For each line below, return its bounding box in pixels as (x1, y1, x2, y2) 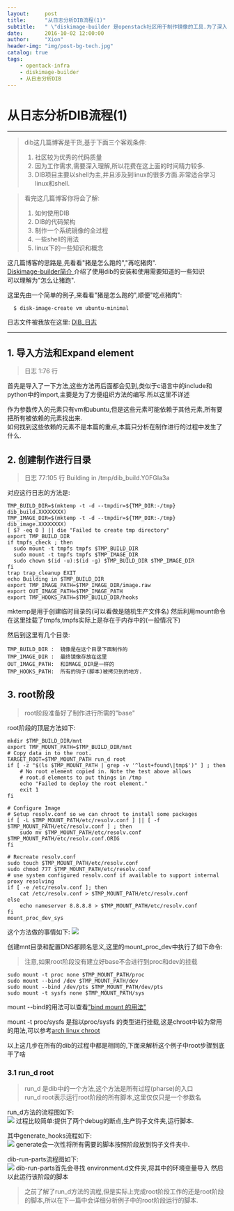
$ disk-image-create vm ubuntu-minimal (13, 305, 130, 312)
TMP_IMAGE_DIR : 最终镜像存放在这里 (7, 653, 107, 660)
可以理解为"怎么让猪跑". (7, 276, 75, 285)
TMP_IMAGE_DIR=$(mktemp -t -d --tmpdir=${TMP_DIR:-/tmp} (7, 514, 176, 521)
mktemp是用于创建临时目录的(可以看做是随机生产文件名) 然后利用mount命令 (7, 607, 226, 615)
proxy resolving (7, 877, 54, 885)
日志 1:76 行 (24, 367, 58, 376)
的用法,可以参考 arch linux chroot (7, 1026, 100, 1034)
